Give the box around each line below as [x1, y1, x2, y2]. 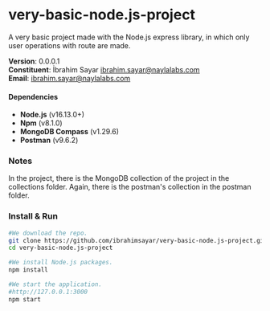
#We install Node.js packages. [8, 259, 113, 267]
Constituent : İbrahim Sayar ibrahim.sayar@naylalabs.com [8, 64, 200, 74]
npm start [8, 295, 42, 303]
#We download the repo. [8, 229, 88, 237]
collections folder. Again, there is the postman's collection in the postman [8, 182, 252, 192]
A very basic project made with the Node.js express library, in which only [8, 32, 250, 42]
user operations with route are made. [8, 40, 131, 50]
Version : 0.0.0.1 [8, 56, 60, 66]
